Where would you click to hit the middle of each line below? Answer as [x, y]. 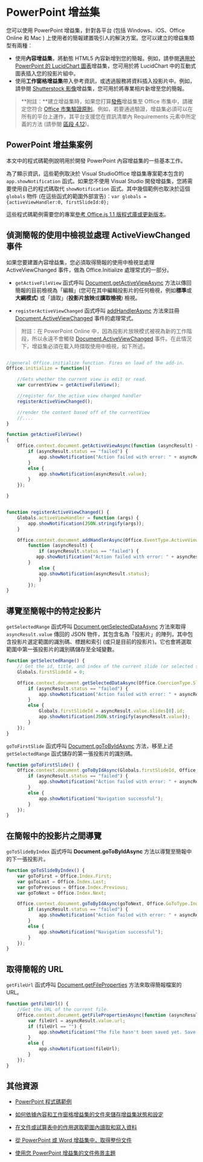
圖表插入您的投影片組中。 [47, 73]
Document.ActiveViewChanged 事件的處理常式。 [76, 318]
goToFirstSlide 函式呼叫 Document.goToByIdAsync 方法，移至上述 [90, 746]
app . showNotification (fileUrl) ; [79, 1049]
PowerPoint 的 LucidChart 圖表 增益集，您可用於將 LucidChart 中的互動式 [105, 66]
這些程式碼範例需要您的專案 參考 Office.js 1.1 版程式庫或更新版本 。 [88, 214]
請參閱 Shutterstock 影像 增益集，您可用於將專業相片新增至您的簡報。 [101, 88]
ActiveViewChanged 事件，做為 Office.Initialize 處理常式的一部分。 [89, 270]
